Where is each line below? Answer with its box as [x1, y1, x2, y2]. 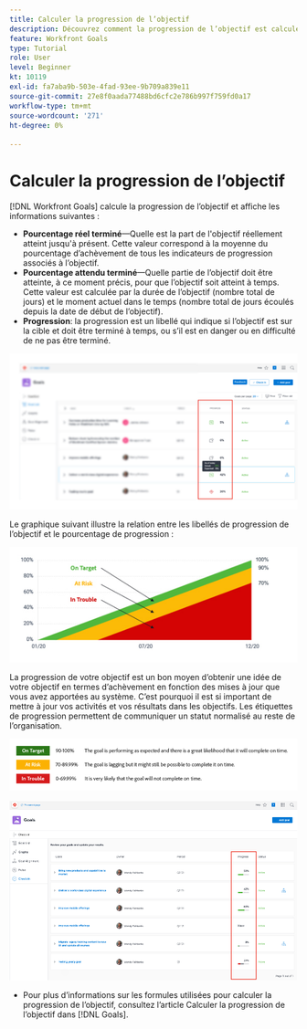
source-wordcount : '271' [9, 110, 104, 121]
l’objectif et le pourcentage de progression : [9, 529, 175, 540]
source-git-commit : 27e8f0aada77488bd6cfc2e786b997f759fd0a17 [9, 91, 251, 100]
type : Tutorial [9, 44, 68, 53]
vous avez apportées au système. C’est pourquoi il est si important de [9, 690, 272, 702]
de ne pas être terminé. [22, 335, 111, 346]
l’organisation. [9, 719, 62, 730]
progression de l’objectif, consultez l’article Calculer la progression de [22, 999, 286, 1010]
